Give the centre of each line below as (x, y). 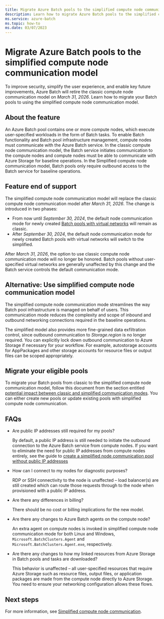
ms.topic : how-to (23, 23)
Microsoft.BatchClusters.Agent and (48, 539)
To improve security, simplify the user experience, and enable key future (78, 87)
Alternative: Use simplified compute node (70, 285)
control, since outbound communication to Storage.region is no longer (76, 335)
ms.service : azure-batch (30, 19)
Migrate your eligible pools (47, 371)
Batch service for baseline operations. (43, 171)
